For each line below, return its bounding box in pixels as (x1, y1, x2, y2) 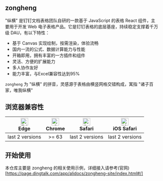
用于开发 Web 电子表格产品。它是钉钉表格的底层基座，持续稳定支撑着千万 (9, 23, 158, 29)
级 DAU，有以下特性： (5, 29, 50, 36)
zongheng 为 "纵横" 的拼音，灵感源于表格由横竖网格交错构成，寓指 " (5, 81, 141, 87)
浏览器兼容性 (5, 103, 44, 112)
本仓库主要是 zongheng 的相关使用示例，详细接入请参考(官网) (5, 165, 130, 171)
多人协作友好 (12, 65, 38, 70)
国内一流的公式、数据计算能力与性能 (12, 46, 86, 52)
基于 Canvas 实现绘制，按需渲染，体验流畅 (12, 40, 99, 46)
